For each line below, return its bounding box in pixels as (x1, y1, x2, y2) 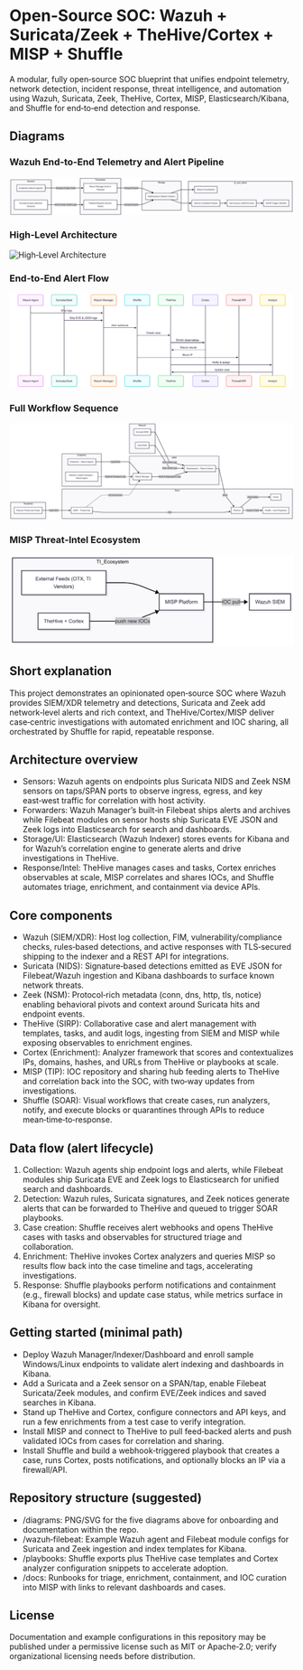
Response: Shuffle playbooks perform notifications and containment (22, 1280, 277, 1290)
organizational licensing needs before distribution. (9, 1651, 196, 1662)
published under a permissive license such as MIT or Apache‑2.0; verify (9, 1641, 277, 1652)
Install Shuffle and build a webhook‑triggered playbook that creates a (22, 1445, 280, 1456)
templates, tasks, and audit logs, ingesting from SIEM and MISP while (22, 1027, 280, 1039)
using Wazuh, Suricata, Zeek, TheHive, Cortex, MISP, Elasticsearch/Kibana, (9, 92, 289, 104)
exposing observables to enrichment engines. (22, 1037, 193, 1048)
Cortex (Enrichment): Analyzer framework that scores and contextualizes (22, 1047, 294, 1058)
